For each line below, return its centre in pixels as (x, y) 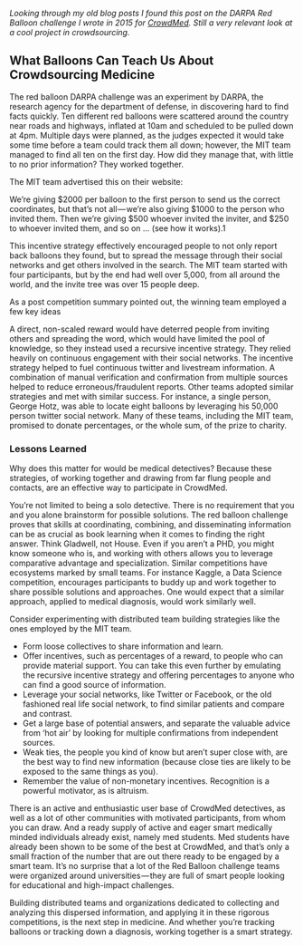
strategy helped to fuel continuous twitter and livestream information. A (142, 367)
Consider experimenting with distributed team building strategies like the (145, 619)
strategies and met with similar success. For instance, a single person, (140, 396)
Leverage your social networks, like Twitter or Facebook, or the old (147, 695)
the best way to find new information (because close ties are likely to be (156, 762)
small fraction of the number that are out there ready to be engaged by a (145, 856)
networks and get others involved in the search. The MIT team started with (148, 265)
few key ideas (35, 311)
